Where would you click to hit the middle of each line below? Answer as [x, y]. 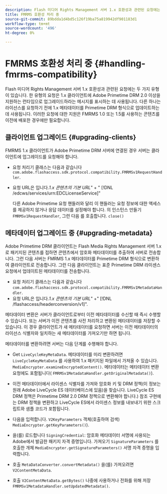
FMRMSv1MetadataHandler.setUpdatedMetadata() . [61, 486]
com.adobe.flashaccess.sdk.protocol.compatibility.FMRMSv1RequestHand [87, 172]
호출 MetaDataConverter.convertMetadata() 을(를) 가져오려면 [73, 464]
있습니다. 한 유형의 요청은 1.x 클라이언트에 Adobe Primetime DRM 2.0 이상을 [85, 95]
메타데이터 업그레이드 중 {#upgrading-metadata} [79, 233]
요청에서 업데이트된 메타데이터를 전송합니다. [48, 271]
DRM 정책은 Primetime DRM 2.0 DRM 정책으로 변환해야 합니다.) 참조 [80, 396]
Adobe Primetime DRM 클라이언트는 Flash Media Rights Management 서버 [80, 246]
